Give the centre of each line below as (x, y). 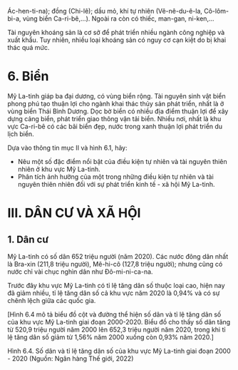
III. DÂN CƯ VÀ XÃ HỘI (74, 213)
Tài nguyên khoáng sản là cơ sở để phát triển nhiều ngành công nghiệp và (116, 32)
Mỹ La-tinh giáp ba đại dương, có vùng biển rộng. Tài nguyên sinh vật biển (117, 96)
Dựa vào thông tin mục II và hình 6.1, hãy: (68, 148)
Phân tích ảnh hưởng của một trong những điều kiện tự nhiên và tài (115, 176)
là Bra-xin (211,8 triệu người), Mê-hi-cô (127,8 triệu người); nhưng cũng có (115, 264)
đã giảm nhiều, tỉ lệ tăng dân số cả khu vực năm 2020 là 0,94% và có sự (114, 293)
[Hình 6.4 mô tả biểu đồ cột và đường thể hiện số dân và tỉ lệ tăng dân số (114, 314)
